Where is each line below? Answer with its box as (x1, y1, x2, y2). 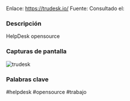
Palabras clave (6, 75, 49, 83)
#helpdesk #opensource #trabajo (6, 88, 87, 95)
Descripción (6, 19, 42, 27)
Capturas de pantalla (6, 47, 67, 55)
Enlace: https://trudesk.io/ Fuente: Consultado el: (6, 5, 125, 12)
